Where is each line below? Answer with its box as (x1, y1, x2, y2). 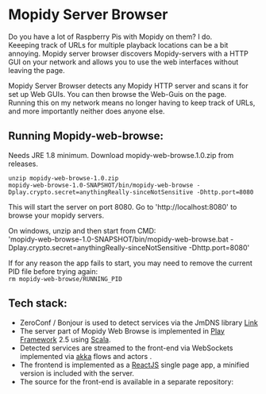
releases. (8, 159, 38, 168)
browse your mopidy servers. (8, 211, 105, 220)
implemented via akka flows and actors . (19, 351, 152, 361)
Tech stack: (8, 296, 67, 311)
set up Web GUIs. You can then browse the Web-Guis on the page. (8, 89, 227, 98)
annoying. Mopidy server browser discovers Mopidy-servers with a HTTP (8, 48, 249, 58)
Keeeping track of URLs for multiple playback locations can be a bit (8, 40, 229, 49)
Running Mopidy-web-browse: (8, 129, 164, 143)
